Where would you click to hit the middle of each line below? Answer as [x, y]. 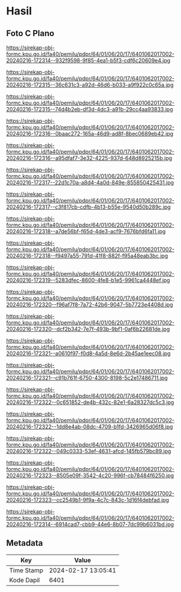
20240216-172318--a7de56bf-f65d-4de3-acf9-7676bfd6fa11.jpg [86, 231]
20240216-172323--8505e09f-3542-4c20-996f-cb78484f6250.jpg [90, 475]
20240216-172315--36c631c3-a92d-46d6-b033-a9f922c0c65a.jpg [90, 85]
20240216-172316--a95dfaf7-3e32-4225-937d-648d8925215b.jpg [89, 158]
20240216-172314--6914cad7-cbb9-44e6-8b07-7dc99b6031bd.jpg [90, 524]
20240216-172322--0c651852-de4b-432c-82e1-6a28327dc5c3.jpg [90, 402]
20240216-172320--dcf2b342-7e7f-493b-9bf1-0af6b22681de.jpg [88, 329]
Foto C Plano [30, 33]
